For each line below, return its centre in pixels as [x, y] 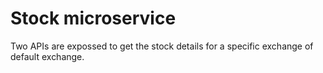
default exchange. [47, 56]
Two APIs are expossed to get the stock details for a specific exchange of [162, 46]
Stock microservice [93, 18]
